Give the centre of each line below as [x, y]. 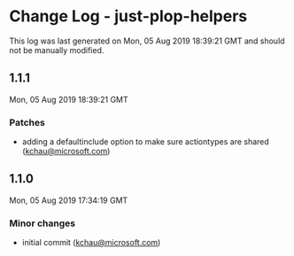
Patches [27, 122]
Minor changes [43, 223]
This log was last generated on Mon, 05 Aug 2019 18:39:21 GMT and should [147, 41]
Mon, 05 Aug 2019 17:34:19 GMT [69, 200]
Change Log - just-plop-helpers [128, 16]
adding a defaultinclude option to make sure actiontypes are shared [146, 142]
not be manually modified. [57, 50]
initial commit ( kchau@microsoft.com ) [91, 243]
